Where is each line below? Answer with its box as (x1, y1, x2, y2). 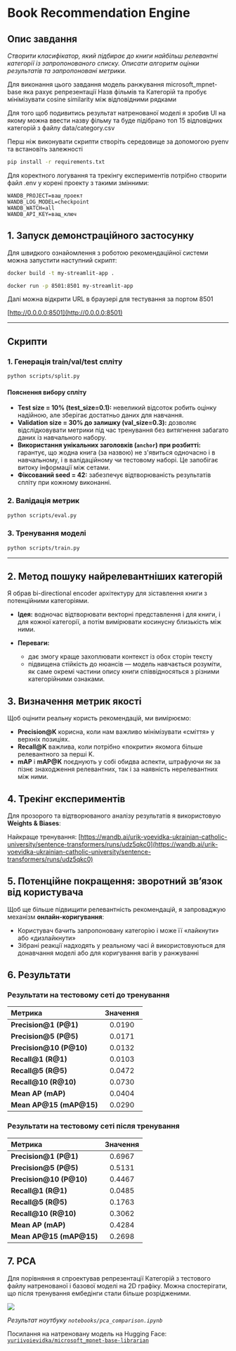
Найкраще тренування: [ (7, 832, 81, 841)
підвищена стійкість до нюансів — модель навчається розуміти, (27, 660, 223, 668)
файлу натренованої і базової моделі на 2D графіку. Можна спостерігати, (7, 1281, 228, 1290)
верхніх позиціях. (17, 735, 70, 744)
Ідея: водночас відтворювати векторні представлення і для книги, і (17, 610, 221, 619)
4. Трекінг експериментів (7, 793, 126, 805)
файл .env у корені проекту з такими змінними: (7, 178, 150, 187)
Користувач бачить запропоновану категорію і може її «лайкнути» (17, 926, 219, 934)
